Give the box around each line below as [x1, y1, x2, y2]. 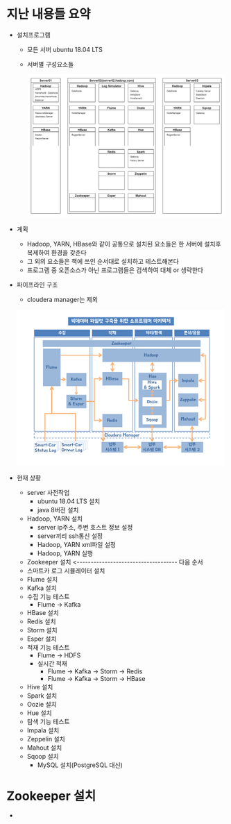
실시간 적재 [37, 659, 67, 668]
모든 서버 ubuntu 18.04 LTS [26, 45, 103, 53]
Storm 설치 [26, 626, 58, 634]
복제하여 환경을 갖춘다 [26, 249, 87, 257]
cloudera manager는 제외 [26, 296, 99, 304]
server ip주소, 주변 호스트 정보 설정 [37, 523, 133, 532]
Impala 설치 [26, 726, 60, 734]
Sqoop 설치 [26, 752, 60, 761]
